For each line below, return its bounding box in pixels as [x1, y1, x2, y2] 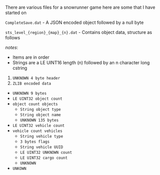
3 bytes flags [20, 139, 50, 144]
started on [5, 10, 27, 16]
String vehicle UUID [20, 145, 63, 150]
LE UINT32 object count [12, 96, 63, 101]
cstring [12, 65, 28, 71]
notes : [5, 45, 19, 50]
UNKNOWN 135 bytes [20, 118, 59, 123]
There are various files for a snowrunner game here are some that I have [5, 5, 155, 10]
